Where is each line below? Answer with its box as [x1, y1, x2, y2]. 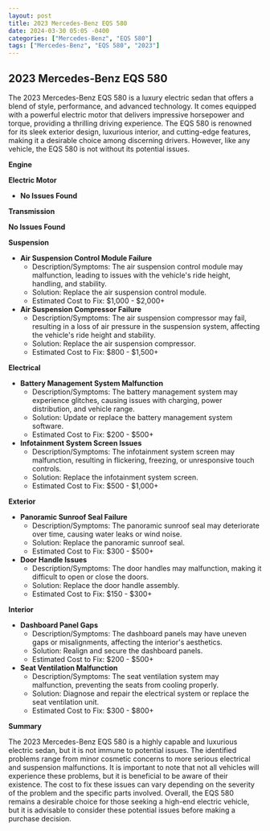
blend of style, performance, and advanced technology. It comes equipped [8, 101, 257, 111]
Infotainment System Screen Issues [19, 438, 142, 447]
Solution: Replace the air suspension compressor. [31, 339, 197, 348]
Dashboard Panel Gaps [19, 620, 99, 630]
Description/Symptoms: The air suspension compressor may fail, [31, 313, 247, 323]
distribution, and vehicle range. [31, 404, 135, 413]
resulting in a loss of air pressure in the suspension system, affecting [31, 321, 260, 331]
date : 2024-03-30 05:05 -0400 [8, 27, 110, 35]
